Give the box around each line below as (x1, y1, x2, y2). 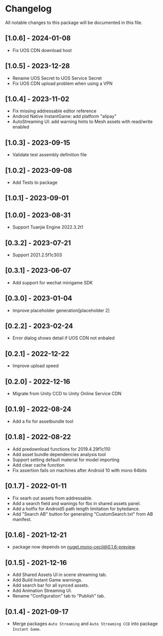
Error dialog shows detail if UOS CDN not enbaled (12, 335, 115, 341)
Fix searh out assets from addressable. (12, 495, 93, 501)
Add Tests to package (12, 179, 58, 185)
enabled (12, 124, 29, 130)
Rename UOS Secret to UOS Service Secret (12, 75, 102, 81)
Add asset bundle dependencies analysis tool (12, 451, 106, 457)
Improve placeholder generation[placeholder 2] (12, 307, 110, 313)
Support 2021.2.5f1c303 (12, 252, 62, 258)
